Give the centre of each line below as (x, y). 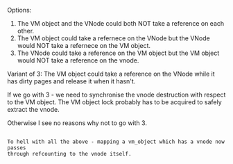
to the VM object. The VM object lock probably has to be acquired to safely (114, 102)
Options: (19, 10)
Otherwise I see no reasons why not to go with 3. (77, 123)
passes (17, 148)
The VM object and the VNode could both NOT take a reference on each (121, 23)
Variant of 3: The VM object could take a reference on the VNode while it (111, 74)
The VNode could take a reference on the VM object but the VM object (118, 53)
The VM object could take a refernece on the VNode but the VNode (113, 38)
